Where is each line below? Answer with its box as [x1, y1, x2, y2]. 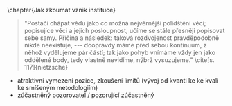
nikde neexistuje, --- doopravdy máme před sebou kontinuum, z [24, 41, 208, 49]
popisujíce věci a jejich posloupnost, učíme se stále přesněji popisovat [24, 27, 225, 34]
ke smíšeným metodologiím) [17, 84, 98, 92]
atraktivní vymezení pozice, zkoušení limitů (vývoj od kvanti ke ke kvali [17, 76, 219, 85]
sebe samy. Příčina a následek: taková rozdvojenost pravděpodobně [24, 34, 220, 42]
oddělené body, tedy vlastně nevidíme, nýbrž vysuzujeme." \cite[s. [24, 56, 215, 64]
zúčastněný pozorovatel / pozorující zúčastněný [17, 91, 154, 99]
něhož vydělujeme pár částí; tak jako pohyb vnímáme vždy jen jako [24, 48, 216, 56]
